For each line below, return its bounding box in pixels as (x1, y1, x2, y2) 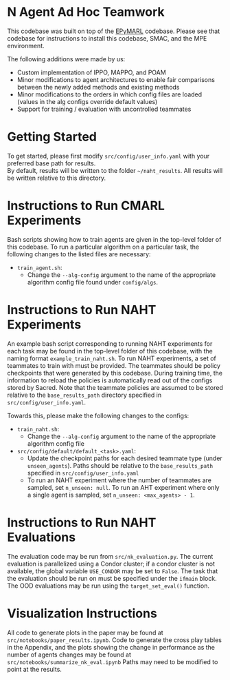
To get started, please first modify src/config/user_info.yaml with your (7, 152, 210, 160)
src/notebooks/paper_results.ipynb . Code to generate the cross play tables (7, 635, 222, 644)
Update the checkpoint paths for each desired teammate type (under (27, 454, 223, 462)
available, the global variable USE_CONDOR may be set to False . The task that (7, 566, 218, 575)
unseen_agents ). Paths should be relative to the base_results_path (27, 461, 214, 469)
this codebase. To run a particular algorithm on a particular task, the (7, 243, 200, 251)
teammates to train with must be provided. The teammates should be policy (7, 361, 221, 369)
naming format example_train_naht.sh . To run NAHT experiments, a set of (7, 354, 216, 362)
